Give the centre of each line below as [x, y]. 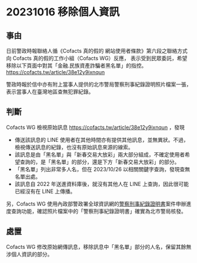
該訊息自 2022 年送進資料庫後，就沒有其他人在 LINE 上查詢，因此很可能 [102, 184]
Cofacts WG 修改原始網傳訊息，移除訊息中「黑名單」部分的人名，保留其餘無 [99, 247]
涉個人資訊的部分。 [29, 254]
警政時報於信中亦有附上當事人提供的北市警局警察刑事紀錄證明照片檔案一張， [99, 84]
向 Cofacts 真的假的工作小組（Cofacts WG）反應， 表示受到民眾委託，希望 [97, 58]
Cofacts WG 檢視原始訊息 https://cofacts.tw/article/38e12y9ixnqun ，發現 [96, 127]
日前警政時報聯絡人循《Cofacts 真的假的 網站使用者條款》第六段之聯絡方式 [97, 51]
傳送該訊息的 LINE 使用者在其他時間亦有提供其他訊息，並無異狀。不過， [102, 139]
